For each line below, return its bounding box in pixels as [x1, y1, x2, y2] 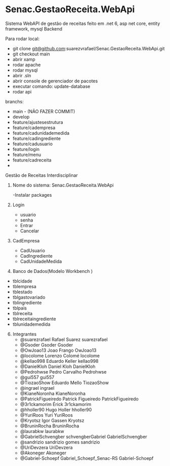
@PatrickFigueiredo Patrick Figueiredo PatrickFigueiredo [20, 395, 139, 402]
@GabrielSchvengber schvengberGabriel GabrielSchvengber [20, 433, 148, 440]
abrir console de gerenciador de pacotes [12, 78, 98, 84]
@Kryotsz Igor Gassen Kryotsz [20, 417, 84, 423]
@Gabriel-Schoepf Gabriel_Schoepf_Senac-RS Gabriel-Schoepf [20, 455, 154, 461]
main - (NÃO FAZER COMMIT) [12, 108, 75, 114]
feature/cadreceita [12, 157, 52, 163]
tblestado [12, 289, 33, 295]
